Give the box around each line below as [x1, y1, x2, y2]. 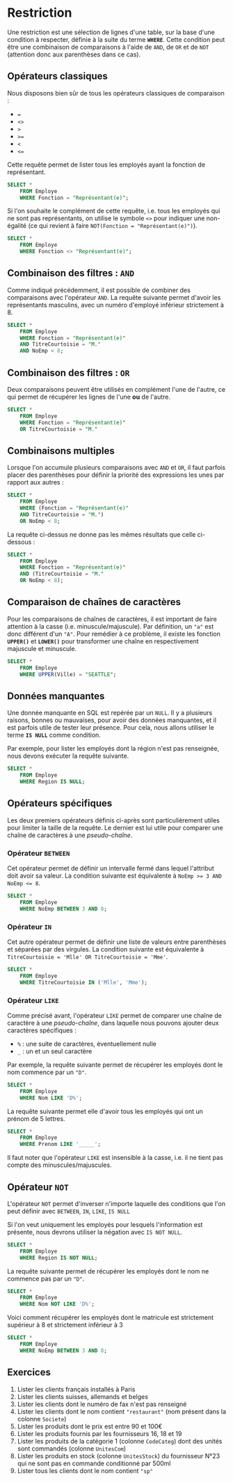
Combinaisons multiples [7, 445, 115, 457]
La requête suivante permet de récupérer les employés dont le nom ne [7, 1267, 209, 1275]
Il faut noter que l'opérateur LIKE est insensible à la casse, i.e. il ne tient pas [7, 1154, 224, 1162]
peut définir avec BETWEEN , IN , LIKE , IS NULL [7, 1207, 131, 1215]
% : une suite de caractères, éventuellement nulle [17, 1039, 156, 1048]
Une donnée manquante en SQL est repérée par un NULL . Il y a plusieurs [7, 709, 213, 717]
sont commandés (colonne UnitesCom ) [17, 1444, 127, 1453]
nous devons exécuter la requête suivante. [7, 751, 129, 761]
